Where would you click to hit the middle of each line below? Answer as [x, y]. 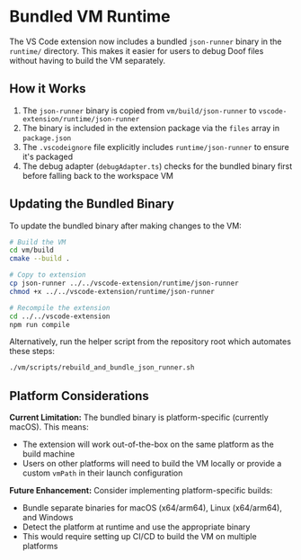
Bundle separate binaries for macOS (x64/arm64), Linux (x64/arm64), [152, 508]
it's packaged [48, 156]
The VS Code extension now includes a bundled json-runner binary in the [146, 41]
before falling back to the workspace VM [97, 175]
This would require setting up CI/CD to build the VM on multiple [140, 537]
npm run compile [40, 324]
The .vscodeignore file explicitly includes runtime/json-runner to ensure [155, 147]
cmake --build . [40, 259]
